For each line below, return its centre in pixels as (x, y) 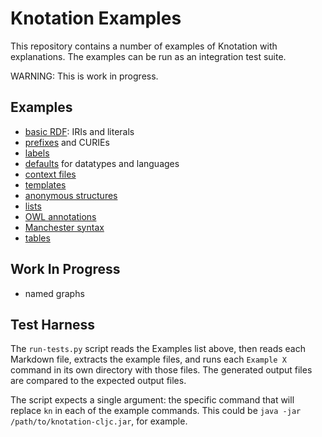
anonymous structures (71, 195)
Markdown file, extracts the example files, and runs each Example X (148, 359)
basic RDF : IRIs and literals (79, 131)
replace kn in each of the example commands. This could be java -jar (156, 411)
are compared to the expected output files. (98, 381)
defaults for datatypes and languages (102, 163)
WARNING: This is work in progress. (84, 76)
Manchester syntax (64, 227)
